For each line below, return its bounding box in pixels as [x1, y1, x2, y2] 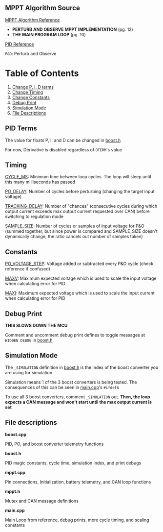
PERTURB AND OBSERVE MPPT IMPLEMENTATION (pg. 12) [12, 26, 133, 32]
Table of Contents [5, 68, 79, 79]
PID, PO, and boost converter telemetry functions [5, 441, 104, 447]
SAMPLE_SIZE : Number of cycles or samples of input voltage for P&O [5, 223, 145, 229]
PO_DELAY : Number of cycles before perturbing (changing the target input [5, 189, 155, 194]
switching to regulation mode [5, 214, 64, 219]
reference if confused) [5, 266, 50, 272]
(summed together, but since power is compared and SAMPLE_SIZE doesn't [5, 228, 158, 234]
